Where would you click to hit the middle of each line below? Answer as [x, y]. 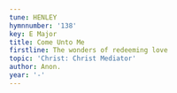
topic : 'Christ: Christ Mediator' [73, 58]
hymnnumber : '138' [43, 26]
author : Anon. [35, 67]
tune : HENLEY [33, 17]
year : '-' [27, 75]
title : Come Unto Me [47, 42]
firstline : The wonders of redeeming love [88, 50]
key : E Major [33, 34]
